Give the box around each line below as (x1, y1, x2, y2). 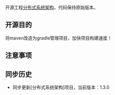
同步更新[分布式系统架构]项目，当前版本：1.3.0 (12, 84, 110, 90)
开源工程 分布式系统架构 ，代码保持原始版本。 (5, 5, 98, 10)
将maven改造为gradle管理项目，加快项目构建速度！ (5, 35, 112, 41)
